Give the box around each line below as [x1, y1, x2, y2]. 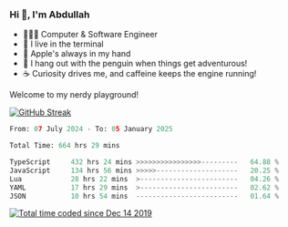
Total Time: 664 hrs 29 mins [9, 141, 120, 150]
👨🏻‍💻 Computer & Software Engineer [22, 29, 158, 40]
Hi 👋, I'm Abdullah [9, 8, 90, 21]
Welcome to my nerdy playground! [9, 89, 139, 100]
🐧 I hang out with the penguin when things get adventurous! [22, 58, 248, 69]
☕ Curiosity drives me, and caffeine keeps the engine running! [22, 68, 257, 79]
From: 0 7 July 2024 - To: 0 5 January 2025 [9, 125, 173, 134]
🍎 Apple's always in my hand [22, 48, 131, 59]
